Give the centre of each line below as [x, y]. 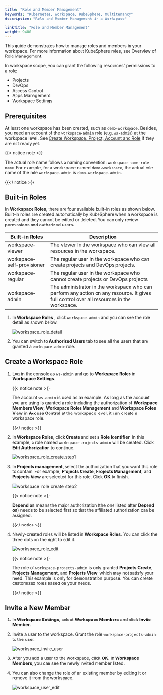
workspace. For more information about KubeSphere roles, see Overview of [81, 51]
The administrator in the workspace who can [101, 287]
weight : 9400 [18, 32]
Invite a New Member [38, 608]
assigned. [22, 515]
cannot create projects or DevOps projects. [100, 279]
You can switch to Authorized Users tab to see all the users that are [80, 341]
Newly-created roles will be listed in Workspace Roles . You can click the [85, 534]
